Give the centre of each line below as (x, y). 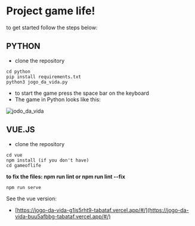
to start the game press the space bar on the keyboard (82, 93)
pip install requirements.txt (44, 77)
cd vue (14, 155)
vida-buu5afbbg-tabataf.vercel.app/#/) (63, 216)
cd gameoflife (24, 165)
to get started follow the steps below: (52, 27)
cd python (18, 72)
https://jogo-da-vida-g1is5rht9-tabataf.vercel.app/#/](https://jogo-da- (103, 210)
